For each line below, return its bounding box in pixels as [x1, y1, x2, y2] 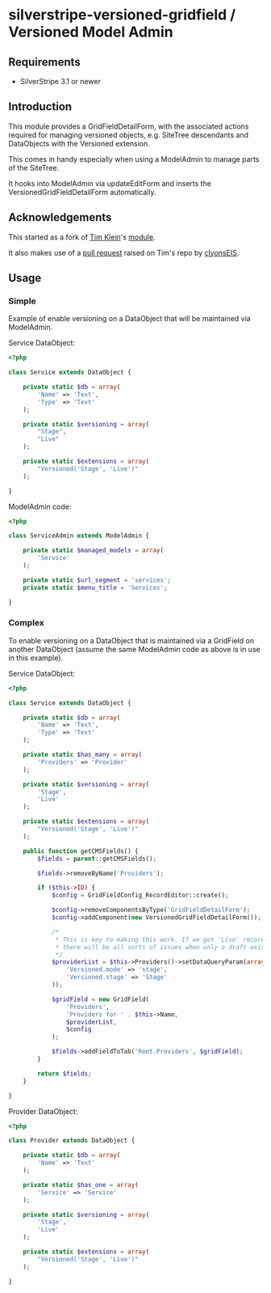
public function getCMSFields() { [23, 847, 139, 855]
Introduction [8, 100, 73, 114]
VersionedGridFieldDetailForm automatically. [8, 187, 156, 197]
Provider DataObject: [8, 1106, 78, 1116]
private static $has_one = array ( [23, 1181, 139, 1189]
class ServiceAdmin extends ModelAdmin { [8, 532, 150, 540]
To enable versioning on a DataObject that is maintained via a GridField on [8, 635, 255, 645]
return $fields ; [37, 1070, 92, 1078]
